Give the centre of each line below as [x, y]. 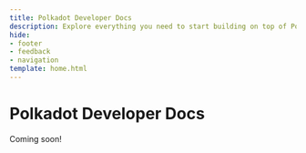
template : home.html [49, 69]
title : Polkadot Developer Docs [71, 18]
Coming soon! [36, 138]
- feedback [30, 52]
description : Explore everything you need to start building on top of [148, 26]
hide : [20, 35]
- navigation [34, 60]
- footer [26, 43]
